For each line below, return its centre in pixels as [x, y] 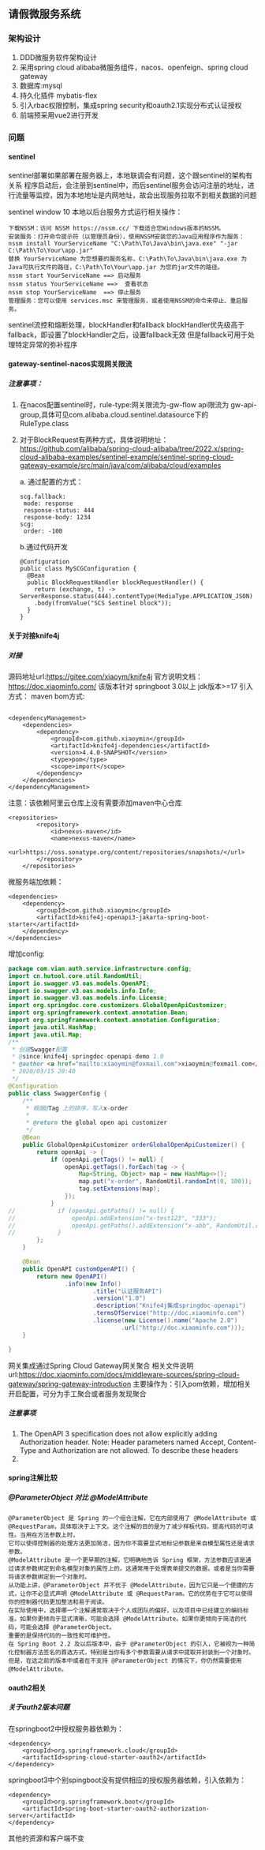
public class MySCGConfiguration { [78, 569]
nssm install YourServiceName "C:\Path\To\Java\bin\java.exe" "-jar [123, 243]
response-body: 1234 [57, 518]
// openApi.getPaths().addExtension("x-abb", [111, 1226]
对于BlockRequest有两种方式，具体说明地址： [94, 440]
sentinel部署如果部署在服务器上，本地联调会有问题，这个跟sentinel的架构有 [131, 175]
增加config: [26, 953]
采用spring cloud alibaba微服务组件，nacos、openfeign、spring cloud [134, 67]
